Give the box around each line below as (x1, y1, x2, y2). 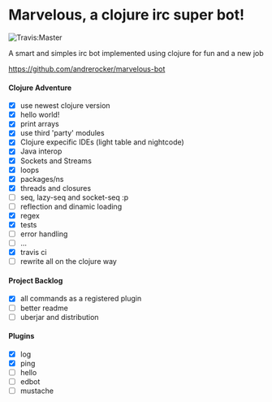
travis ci (19, 248, 47, 257)
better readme (19, 303, 69, 313)
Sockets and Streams (19, 156, 92, 166)
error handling (19, 229, 68, 239)
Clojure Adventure (8, 83, 72, 93)
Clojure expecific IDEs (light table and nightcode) (19, 137, 184, 147)
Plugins (8, 331, 35, 341)
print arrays (19, 119, 59, 129)
